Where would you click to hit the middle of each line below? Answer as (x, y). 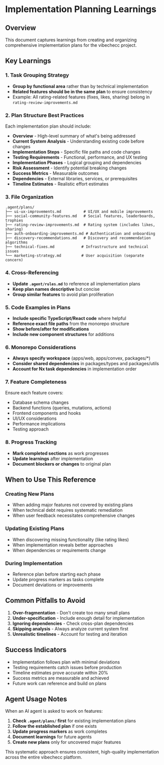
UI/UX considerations (34, 418)
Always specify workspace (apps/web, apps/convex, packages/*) (81, 358)
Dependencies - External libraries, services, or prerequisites (75, 178)
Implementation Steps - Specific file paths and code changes (76, 152)
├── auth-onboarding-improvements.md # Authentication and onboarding (80, 234)
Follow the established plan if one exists (54, 726)
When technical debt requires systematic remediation (67, 510)
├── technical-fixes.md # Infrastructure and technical (77, 247)
